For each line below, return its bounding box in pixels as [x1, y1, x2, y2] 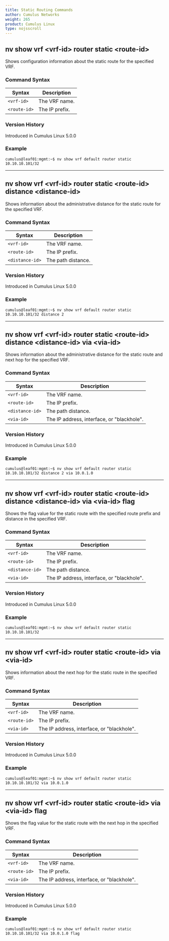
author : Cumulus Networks [5, 12, 59, 17]
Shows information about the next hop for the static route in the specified [5, 669, 157, 675]
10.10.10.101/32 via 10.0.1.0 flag [5, 931, 80, 936]
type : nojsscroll [5, 26, 42, 31]
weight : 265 [5, 17, 30, 22]
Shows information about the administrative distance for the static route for [5, 200, 161, 207]
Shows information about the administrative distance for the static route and [5, 351, 163, 357]
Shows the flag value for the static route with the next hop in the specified [5, 820, 158, 826]
